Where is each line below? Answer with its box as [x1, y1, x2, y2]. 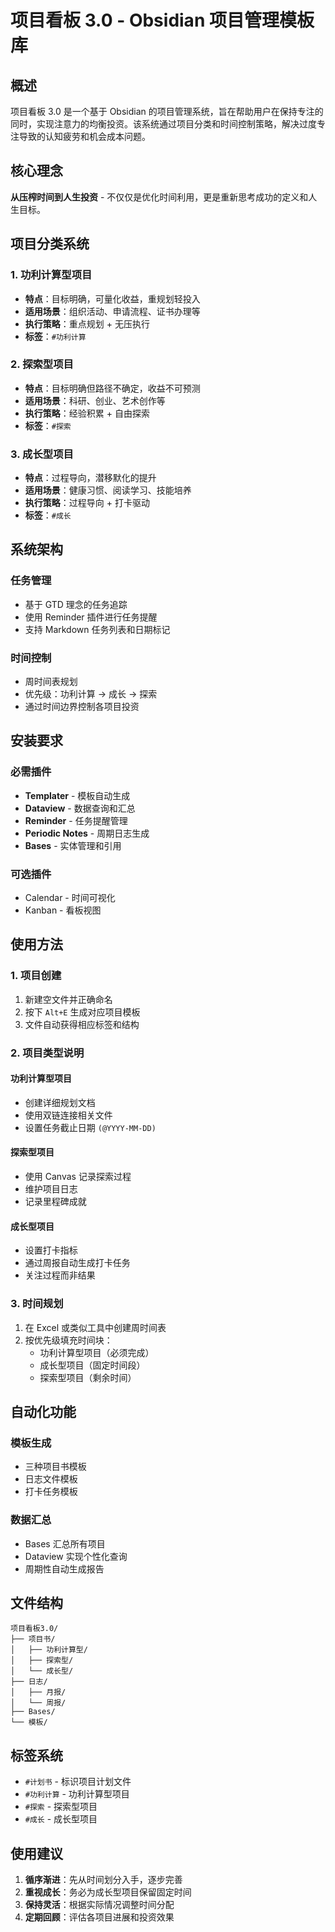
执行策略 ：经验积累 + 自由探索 [24, 407, 150, 419]
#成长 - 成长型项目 [24, 1813, 98, 1825]
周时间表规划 [24, 676, 78, 688]
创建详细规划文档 [24, 1096, 96, 1108]
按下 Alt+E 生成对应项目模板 [24, 1006, 141, 1018]
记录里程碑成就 [24, 1196, 87, 1208]
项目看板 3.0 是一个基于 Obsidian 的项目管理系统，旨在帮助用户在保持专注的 [10, 106, 324, 117]
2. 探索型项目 [10, 357, 74, 371]
